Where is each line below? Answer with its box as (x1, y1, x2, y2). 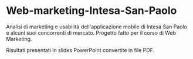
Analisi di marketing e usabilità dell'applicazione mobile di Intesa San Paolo (6, 23, 188, 30)
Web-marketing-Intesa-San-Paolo (6, 4, 177, 17)
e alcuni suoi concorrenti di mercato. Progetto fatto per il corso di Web (6, 29, 177, 36)
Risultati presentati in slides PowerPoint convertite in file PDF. (6, 46, 154, 53)
